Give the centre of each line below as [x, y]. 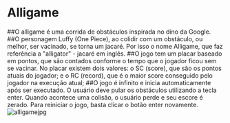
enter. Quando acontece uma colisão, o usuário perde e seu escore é [105, 97]
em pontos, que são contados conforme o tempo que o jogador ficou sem [112, 60]
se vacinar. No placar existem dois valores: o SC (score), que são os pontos [114, 68]
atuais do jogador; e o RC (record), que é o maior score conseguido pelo [110, 75]
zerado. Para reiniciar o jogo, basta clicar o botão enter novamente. [103, 104]
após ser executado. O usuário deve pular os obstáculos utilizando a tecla [112, 90]
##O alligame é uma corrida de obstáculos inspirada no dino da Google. [109, 32]
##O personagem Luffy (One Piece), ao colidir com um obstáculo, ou [105, 38]
